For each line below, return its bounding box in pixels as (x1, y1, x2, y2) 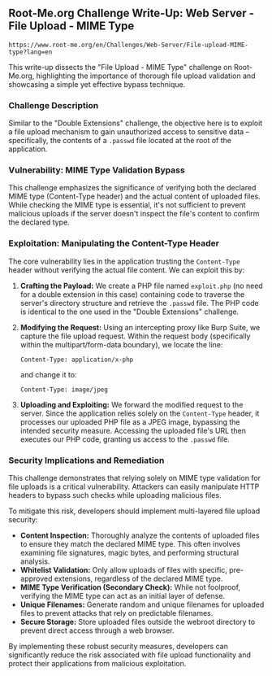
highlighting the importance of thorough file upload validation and (36, 71, 256, 81)
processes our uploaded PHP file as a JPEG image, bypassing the (19, 417, 240, 426)
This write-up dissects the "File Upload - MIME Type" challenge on (8, 62, 233, 72)
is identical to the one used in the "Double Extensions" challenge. (19, 307, 240, 316)
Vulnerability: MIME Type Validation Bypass (8, 164, 185, 176)
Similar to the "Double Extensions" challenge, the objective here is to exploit (8, 118, 263, 129)
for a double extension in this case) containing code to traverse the (19, 289, 245, 299)
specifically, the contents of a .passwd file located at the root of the (8, 136, 231, 146)
